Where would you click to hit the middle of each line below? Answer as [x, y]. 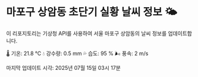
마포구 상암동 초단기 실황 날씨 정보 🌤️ [92, 12]
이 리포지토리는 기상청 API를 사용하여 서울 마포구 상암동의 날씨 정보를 [87, 33]
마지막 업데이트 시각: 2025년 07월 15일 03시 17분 [63, 68]
